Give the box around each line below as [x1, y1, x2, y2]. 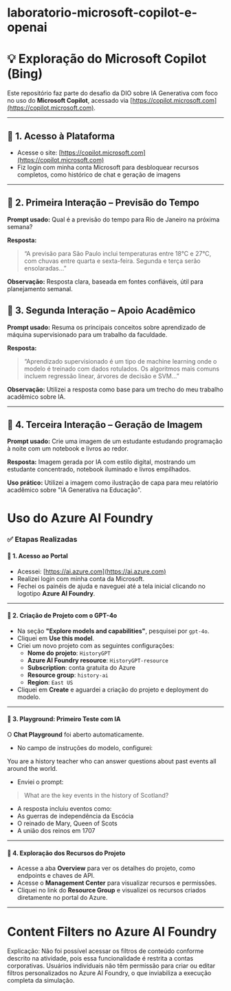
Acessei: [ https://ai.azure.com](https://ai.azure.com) [16, 567, 166, 576]
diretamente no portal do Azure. [16, 894, 108, 902]
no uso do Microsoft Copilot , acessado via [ [7, 97, 133, 105]
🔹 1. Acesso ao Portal [7, 552, 69, 560]
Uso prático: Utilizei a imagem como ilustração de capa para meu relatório [7, 478, 219, 487]
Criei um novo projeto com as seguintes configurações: [16, 641, 175, 649]
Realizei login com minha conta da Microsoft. [16, 574, 145, 582]
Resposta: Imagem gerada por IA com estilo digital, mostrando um [7, 458, 196, 467]
